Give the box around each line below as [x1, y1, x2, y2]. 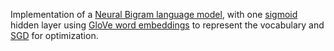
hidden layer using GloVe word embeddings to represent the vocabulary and [10, 19, 325, 31]
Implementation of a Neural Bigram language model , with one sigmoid [10, 9, 298, 20]
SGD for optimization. [10, 30, 99, 41]
